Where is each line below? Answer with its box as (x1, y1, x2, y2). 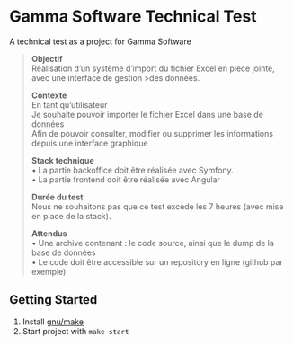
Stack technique (31, 155, 94, 165)
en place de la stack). (31, 210, 111, 221)
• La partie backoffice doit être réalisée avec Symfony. (31, 164, 234, 175)
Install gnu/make (22, 316, 84, 327)
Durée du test (31, 191, 84, 202)
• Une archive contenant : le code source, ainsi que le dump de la (31, 237, 274, 248)
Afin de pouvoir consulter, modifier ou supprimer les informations (31, 128, 274, 138)
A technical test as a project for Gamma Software (9, 36, 191, 47)
